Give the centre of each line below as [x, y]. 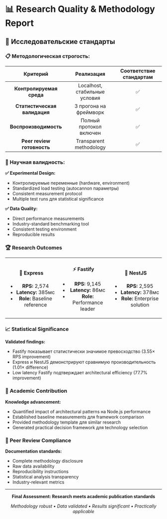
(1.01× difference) [30, 367]
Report [19, 23]
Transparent [90, 141]
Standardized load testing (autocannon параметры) [66, 188]
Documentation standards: [34, 451]
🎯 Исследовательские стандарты [60, 42]
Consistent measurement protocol [47, 194]
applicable [83, 512]
